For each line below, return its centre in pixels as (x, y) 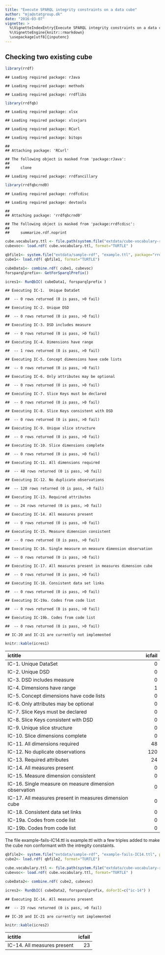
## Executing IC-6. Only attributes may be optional (60, 377)
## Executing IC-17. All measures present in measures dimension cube (79, 566)
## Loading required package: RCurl (42, 129)
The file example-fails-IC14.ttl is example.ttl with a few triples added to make (82, 840)
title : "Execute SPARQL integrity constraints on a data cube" (71, 10)
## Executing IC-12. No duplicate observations (55, 480)
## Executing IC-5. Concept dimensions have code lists (63, 360)
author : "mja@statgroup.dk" (34, 14)
